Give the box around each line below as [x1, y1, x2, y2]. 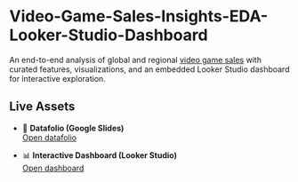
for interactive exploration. [9, 73, 107, 83]
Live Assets [9, 99, 76, 115]
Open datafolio [21, 131, 77, 143]
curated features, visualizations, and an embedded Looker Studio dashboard [9, 64, 290, 75]
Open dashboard [21, 162, 85, 173]
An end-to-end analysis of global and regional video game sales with [9, 54, 262, 65]
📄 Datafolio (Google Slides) [21, 123, 125, 133]
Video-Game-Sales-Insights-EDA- [9, 6, 269, 27]
